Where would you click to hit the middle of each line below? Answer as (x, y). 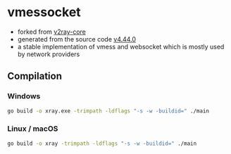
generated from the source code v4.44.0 (76, 39)
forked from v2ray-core (51, 32)
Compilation (35, 76)
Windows (24, 96)
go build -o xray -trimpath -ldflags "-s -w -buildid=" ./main (102, 143)
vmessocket (44, 12)
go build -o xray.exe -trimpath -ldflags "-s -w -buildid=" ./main (108, 111)
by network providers (49, 54)
